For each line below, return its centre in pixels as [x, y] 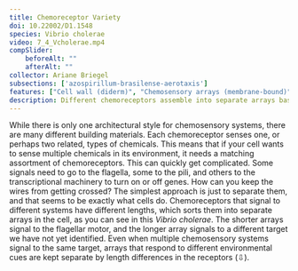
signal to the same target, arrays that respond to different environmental [141, 248]
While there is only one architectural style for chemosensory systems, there [148, 125]
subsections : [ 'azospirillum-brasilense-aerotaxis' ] [109, 84]
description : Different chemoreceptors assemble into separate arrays [142, 100]
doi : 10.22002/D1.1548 [51, 26]
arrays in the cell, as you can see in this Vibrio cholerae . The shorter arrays [146, 219]
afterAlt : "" [49, 68]
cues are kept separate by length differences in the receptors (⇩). [129, 258]
